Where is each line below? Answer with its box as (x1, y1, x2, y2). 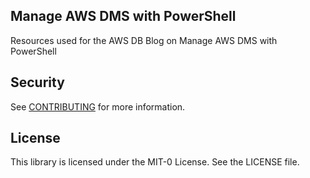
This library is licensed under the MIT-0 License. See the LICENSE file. (10, 156, 300, 168)
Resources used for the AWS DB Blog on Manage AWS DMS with (10, 34, 278, 46)
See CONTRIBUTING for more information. (10, 100, 186, 113)
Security (10, 74, 65, 91)
